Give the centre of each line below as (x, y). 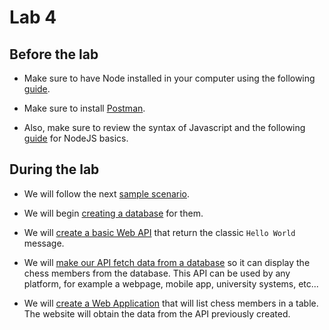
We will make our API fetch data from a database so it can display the (167, 262)
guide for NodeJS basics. (76, 138)
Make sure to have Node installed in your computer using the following (169, 78)
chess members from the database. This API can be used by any (157, 273)
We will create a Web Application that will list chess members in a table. (171, 303)
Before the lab (54, 54)
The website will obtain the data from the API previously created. (157, 313)
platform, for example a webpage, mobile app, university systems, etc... (171, 283)
